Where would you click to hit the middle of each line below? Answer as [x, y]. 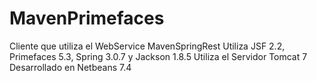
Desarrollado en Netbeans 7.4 [70, 67]
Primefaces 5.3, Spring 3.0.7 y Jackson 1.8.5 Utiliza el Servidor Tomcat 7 [158, 56]
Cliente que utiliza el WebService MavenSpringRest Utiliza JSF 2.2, [147, 46]
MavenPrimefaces [87, 18]
